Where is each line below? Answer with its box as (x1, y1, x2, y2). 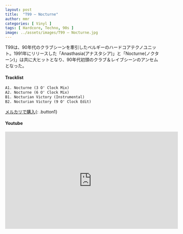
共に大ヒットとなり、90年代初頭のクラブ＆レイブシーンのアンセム (24, 57, 158, 62)
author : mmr (5, 16, 30, 21)
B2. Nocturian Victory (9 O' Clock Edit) (5, 99, 92, 104)
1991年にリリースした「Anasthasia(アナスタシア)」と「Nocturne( (13, 50, 146, 56)
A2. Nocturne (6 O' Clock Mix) (5, 90, 70, 95)
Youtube (5, 120, 23, 126)
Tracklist (5, 75, 24, 80)
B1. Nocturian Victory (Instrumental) (5, 94, 85, 99)
